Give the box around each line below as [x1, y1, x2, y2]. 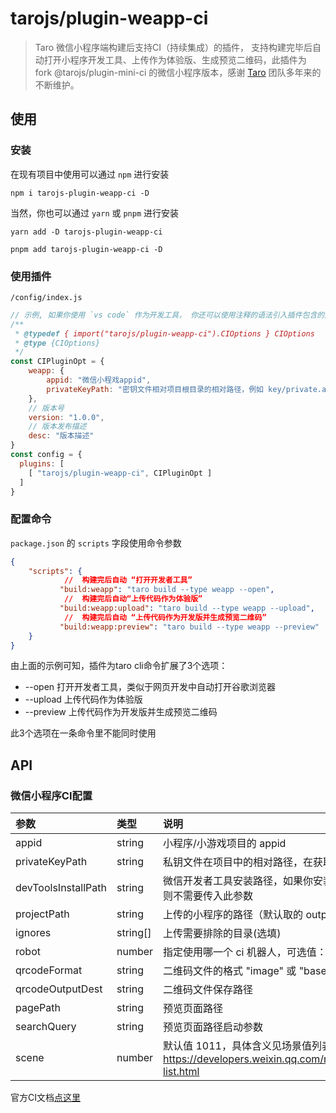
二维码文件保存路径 [163, 983, 254, 997]
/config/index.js [10, 292, 83, 302]
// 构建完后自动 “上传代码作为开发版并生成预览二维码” [63, 612, 267, 622]
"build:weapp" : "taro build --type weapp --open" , [59, 585, 275, 595]
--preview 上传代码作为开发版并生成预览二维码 [24, 706, 218, 718]
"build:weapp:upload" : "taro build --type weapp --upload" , [59, 603, 315, 614]
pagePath [15, 1001, 61, 1015]
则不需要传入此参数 [163, 889, 254, 903]
